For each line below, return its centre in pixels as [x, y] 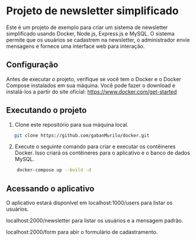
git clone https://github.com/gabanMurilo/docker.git [82, 135]
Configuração [32, 65]
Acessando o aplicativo [50, 189]
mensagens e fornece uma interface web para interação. [75, 46]
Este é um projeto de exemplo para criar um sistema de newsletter [87, 27]
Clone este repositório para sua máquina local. [71, 124]
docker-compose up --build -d [54, 170]
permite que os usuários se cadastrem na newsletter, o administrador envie [98, 40]
